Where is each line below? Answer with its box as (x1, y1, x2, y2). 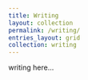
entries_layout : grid (8, 33, 81, 42)
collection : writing (8, 41, 78, 49)
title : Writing (8, 11, 59, 20)
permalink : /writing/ (8, 26, 81, 34)
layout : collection (8, 19, 74, 27)
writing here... (8, 63, 54, 72)
